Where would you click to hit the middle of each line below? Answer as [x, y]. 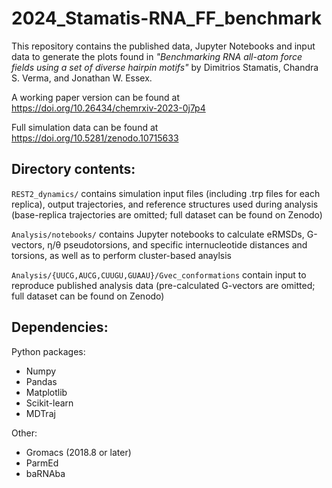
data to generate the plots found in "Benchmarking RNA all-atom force [157, 56]
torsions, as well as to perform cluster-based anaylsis [121, 255]
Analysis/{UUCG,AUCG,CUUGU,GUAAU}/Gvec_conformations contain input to [159, 274]
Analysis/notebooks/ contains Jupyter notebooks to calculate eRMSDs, [158, 234]
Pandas [41, 381]
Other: [24, 433]
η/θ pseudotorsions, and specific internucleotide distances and [177, 244]
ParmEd [42, 463]
